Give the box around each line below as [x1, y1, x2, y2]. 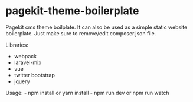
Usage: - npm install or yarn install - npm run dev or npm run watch [5, 89, 169, 96]
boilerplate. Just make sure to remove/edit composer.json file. [5, 29, 156, 37]
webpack [14, 52, 37, 60]
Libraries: [5, 41, 29, 48]
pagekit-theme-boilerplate [5, 4, 139, 18]
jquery [14, 78, 30, 85]
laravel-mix [14, 59, 42, 66]
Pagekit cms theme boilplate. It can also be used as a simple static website [5, 24, 188, 31]
